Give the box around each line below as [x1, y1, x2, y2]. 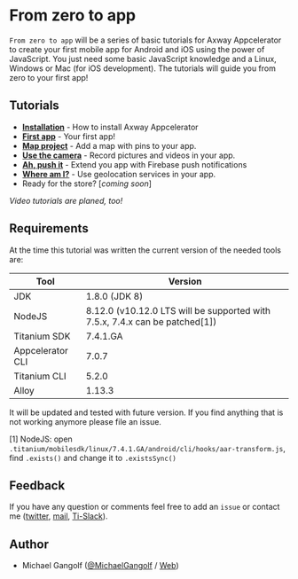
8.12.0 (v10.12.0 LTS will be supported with [85, 304, 271, 317]
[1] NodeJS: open [9, 434, 73, 444]
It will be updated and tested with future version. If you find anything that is [9, 407, 284, 418]
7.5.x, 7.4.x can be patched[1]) [85, 316, 217, 328]
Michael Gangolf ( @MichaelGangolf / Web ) [21, 560, 179, 571]
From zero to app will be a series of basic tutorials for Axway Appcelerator [9, 35, 282, 45]
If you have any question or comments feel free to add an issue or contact [9, 502, 280, 512]
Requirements [9, 221, 89, 236]
